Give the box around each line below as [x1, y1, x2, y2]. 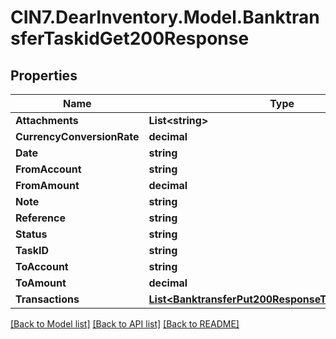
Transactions [15, 292, 80, 306]
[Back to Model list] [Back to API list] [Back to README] [10, 318, 240, 330]
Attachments [15, 114, 79, 127]
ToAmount [15, 276, 67, 290]
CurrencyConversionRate [15, 130, 140, 143]
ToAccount [15, 260, 69, 273]
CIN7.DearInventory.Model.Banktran [10, 6, 320, 29]
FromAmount [15, 179, 80, 192]
